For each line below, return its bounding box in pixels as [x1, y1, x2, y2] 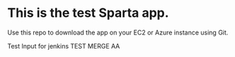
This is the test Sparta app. [7, 5, 169, 21]
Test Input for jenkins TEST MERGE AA [7, 42, 120, 50]
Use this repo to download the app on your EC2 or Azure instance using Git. [7, 28, 229, 37]
